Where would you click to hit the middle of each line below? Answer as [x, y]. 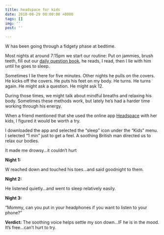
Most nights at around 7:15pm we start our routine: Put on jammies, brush [79, 56]
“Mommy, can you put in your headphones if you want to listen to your [76, 207]
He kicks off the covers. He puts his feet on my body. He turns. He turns [78, 81]
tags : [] [14, 19]
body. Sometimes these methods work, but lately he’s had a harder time [78, 101]
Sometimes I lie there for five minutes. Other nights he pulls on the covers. [80, 76]
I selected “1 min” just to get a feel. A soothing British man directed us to [78, 136]
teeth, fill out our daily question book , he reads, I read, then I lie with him [78, 61]
